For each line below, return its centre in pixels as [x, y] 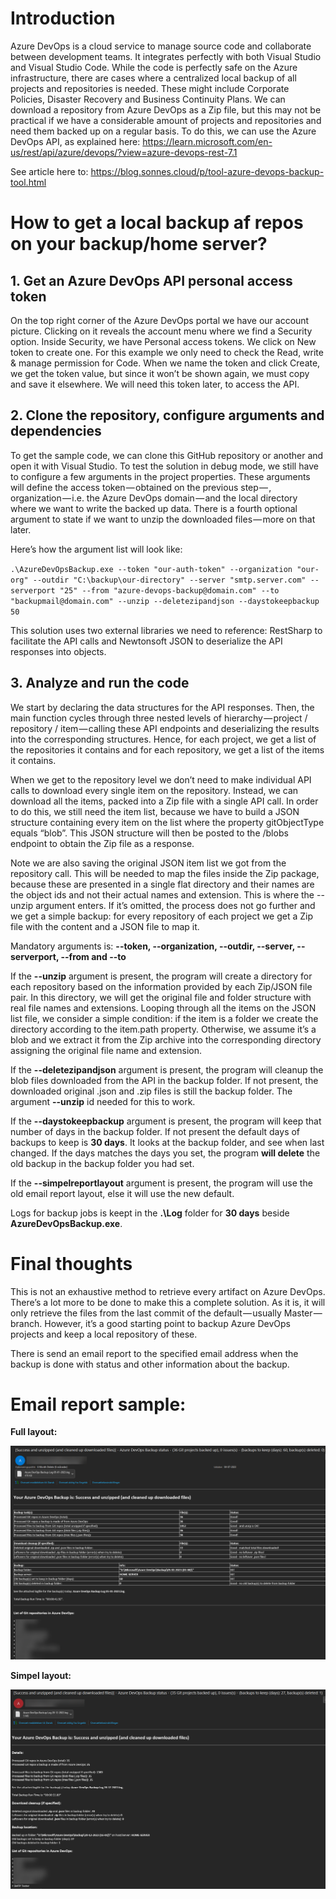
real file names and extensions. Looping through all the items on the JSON [163, 1008]
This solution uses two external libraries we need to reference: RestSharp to [166, 630]
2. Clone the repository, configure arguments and [167, 415]
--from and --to [93, 956]
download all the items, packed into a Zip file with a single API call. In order [164, 801]
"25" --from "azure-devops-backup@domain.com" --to [169, 590]
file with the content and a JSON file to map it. [105, 926]
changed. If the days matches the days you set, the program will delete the [165, 1153]
